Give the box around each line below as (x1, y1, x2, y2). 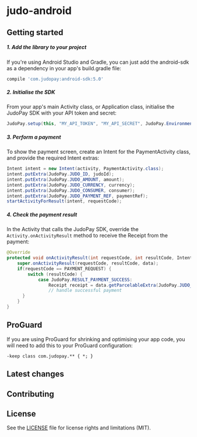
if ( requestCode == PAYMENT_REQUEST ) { (17, 266, 112, 271)
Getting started (6, 27, 64, 37)
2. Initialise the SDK (6, 89, 56, 96)
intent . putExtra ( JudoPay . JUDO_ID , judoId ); (6, 171, 115, 177)
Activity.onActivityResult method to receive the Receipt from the (6, 232, 168, 239)
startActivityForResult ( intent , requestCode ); (6, 198, 122, 204)
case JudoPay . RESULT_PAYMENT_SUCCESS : (37, 277, 133, 283)
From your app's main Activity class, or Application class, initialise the (6, 104, 175, 111)
